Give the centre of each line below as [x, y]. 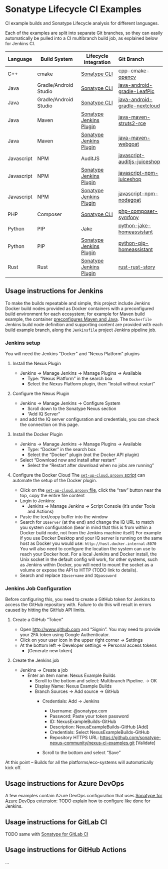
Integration [97, 62]
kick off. [13, 768]
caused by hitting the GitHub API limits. [45, 610]
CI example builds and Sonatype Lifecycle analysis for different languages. [82, 23]
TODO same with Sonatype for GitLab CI [47, 834]
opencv [127, 77]
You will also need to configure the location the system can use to [88, 549]
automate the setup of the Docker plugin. [55, 481]
